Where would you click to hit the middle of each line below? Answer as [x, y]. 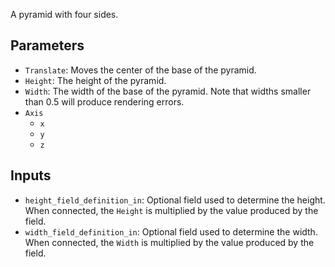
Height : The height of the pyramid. [95, 80]
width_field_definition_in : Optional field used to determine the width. [171, 231]
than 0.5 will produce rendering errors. [104, 101]
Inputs [31, 175]
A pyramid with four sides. [64, 14]
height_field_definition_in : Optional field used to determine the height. [175, 200]
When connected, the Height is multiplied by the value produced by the [171, 210]
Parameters [47, 45]
